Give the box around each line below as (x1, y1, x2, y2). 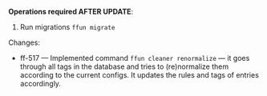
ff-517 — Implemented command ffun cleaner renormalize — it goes (19, 54, 250, 62)
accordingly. (19, 79, 62, 88)
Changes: (8, 38, 40, 47)
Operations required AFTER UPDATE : (8, 7, 134, 16)
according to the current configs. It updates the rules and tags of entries (19, 70, 259, 79)
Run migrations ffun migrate (19, 22, 115, 31)
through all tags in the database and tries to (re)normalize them (19, 62, 229, 71)
